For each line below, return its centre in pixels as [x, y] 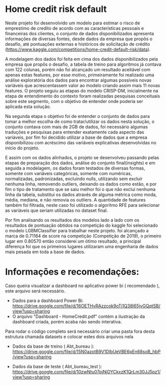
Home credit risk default [56, 9]
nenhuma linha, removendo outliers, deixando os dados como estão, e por [81, 184]
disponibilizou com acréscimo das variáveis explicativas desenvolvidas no [81, 142]
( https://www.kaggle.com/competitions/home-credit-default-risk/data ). [78, 49]
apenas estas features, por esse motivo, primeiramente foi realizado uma [80, 75]
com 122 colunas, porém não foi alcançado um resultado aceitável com [78, 69]
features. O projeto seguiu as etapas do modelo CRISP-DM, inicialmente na [82, 91]
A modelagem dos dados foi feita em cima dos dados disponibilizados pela [82, 59]
